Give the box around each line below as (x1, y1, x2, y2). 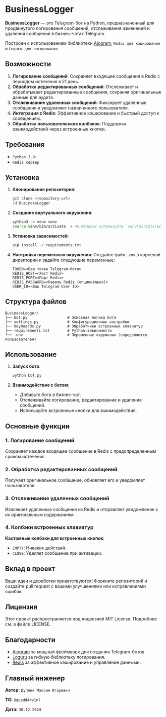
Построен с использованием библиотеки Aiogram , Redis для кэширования (5, 40, 160, 46)
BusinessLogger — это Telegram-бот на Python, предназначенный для (5, 20, 155, 26)
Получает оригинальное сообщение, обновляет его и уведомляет (5, 477, 145, 483)
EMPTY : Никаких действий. (12, 545, 67, 551)
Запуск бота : (12, 363, 41, 369)
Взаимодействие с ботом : (12, 382, 69, 388)
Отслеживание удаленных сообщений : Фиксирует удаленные (12, 100, 147, 105)
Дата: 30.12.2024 (5, 707, 41, 713)
